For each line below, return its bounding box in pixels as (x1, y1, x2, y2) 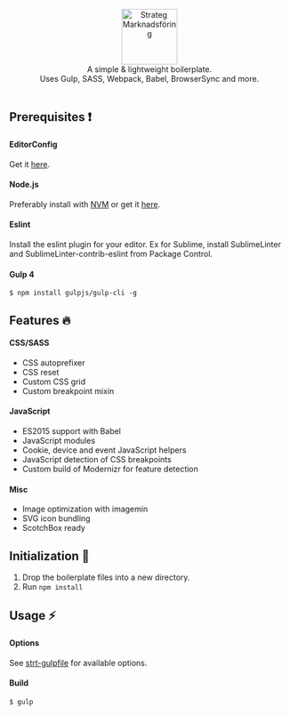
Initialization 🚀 (9, 548, 90, 564)
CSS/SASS (9, 338, 50, 349)
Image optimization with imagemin (21, 503, 149, 515)
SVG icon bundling (21, 513, 91, 524)
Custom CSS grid (21, 376, 86, 387)
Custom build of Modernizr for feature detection (21, 463, 198, 474)
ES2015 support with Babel (21, 426, 122, 436)
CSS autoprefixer (21, 357, 86, 368)
